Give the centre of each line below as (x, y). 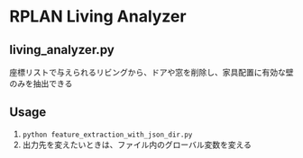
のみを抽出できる (41, 83)
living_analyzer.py (62, 50)
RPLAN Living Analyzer (98, 17)
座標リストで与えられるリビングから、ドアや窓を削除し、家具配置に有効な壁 (151, 72)
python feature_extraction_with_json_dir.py (107, 135)
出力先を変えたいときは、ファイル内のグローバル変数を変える (137, 145)
